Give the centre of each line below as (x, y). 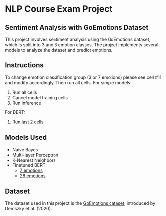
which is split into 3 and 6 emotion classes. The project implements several (82, 45)
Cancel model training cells (40, 97)
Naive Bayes (25, 149)
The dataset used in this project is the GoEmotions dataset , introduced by (80, 203)
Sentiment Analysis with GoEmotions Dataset (77, 27)
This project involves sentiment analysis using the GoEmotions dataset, (78, 39)
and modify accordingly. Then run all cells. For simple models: (68, 82)
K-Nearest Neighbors (34, 160)
